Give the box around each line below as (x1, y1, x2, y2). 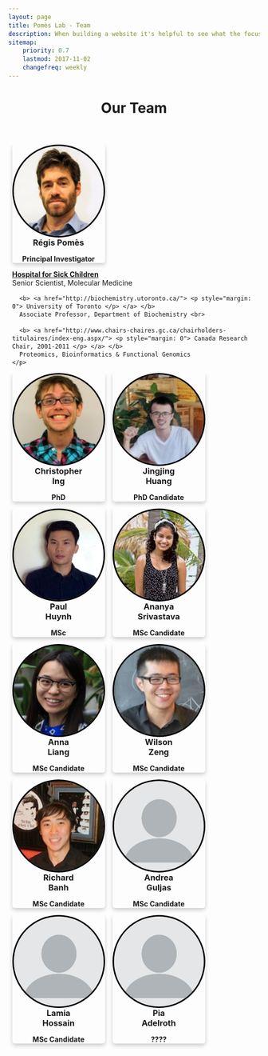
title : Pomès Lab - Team (8, 21, 91, 30)
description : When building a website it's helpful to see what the (8, 30, 241, 38)
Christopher (34, 466, 83, 477)
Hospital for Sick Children (11, 270, 99, 279)
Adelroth (141, 1018, 177, 1029)
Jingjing (142, 466, 175, 477)
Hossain (42, 1018, 75, 1029)
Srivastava (137, 611, 180, 622)
